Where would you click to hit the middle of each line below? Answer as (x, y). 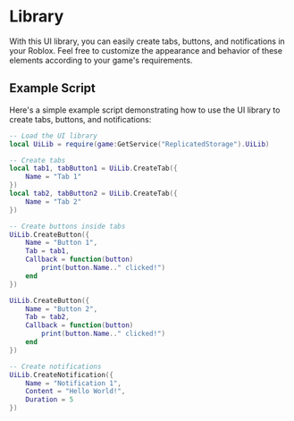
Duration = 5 (50, 400)
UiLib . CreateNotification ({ (62, 375)
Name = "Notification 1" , (74, 383)
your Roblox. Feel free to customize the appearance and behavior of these (146, 50)
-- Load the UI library (54, 136)
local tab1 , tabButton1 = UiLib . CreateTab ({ (93, 168)
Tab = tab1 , (47, 251)
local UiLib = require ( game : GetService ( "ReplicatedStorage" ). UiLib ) (139, 144)
